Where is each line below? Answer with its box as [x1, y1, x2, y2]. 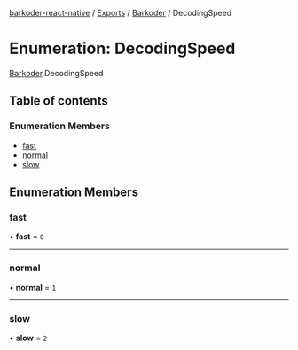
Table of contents [9, 93, 108, 109]
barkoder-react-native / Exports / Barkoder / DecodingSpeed [9, 8, 232, 18]
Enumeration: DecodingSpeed [9, 39, 236, 58]
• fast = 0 [9, 231, 44, 242]
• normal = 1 [9, 282, 56, 292]
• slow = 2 [9, 332, 48, 343]
